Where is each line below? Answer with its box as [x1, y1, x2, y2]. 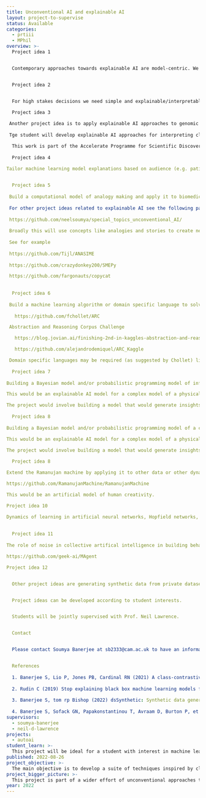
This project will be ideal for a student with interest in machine [12, 748, 191, 754]
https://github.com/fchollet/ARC [14, 313, 100, 319]
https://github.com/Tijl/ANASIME [9, 251, 95, 257]
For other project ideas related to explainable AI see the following [9, 205, 193, 211]
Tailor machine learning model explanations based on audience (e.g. [6, 165, 188, 172]
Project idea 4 [12, 154, 51, 161]
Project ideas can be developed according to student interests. [12, 597, 183, 604]
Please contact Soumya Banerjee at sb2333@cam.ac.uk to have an [12, 647, 180, 653]
